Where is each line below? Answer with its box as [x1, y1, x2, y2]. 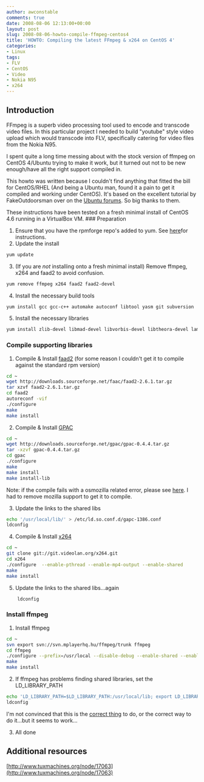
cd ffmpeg [6, 647, 32, 653]
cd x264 [6, 556, 26, 563]
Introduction [6, 105, 55, 116]
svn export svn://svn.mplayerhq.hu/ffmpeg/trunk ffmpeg [6, 641, 151, 648]
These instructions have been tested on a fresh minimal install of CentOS [6, 208, 189, 216]
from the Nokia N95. [6, 141, 57, 148]
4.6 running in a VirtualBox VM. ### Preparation [6, 215, 126, 222]
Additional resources [6, 746, 87, 756]
